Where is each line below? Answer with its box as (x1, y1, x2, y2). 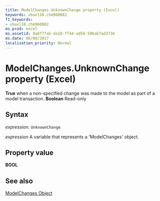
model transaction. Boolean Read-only (5, 95, 87, 102)
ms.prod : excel (5, 26, 38, 32)
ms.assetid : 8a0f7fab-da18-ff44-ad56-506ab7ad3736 (5, 31, 115, 36)
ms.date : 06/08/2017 (5, 36, 49, 41)
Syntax (5, 110, 29, 119)
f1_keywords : (5, 17, 33, 22)
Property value (5, 148, 54, 157)
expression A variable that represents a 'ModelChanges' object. (5, 133, 139, 140)
